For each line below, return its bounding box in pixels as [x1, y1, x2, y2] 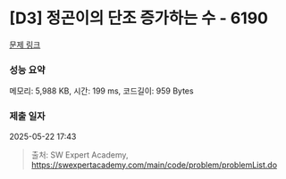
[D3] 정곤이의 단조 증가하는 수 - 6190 [9, 8, 268, 28]
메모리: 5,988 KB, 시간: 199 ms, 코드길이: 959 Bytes [9, 85, 194, 96]
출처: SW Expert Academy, [30, 149, 129, 160]
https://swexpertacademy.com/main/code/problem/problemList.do [30, 159, 278, 170]
